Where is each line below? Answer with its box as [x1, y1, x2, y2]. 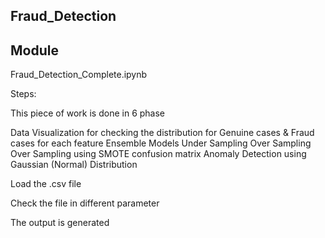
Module [10, 42, 59, 59]
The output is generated [10, 217, 110, 229]
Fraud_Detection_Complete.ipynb [10, 69, 148, 81]
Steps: [10, 88, 37, 100]
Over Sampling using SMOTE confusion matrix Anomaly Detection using [10, 148, 307, 160]
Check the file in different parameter [10, 197, 160, 209]
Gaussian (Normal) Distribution [10, 159, 138, 171]
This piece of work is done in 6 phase [10, 107, 166, 119]
